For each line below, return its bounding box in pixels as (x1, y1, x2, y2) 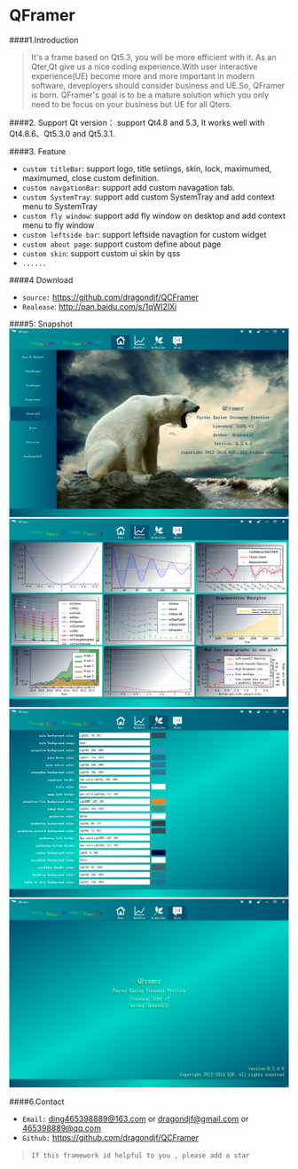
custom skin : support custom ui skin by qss (21, 247, 181, 258)
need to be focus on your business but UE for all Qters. (30, 98, 232, 109)
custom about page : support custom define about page (21, 239, 222, 249)
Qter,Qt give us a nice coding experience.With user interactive (30, 61, 258, 72)
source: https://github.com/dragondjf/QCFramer (21, 292, 200, 302)
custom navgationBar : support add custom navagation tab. (21, 182, 235, 192)
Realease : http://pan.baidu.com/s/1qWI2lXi (21, 301, 177, 311)
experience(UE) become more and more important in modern (30, 70, 255, 81)
